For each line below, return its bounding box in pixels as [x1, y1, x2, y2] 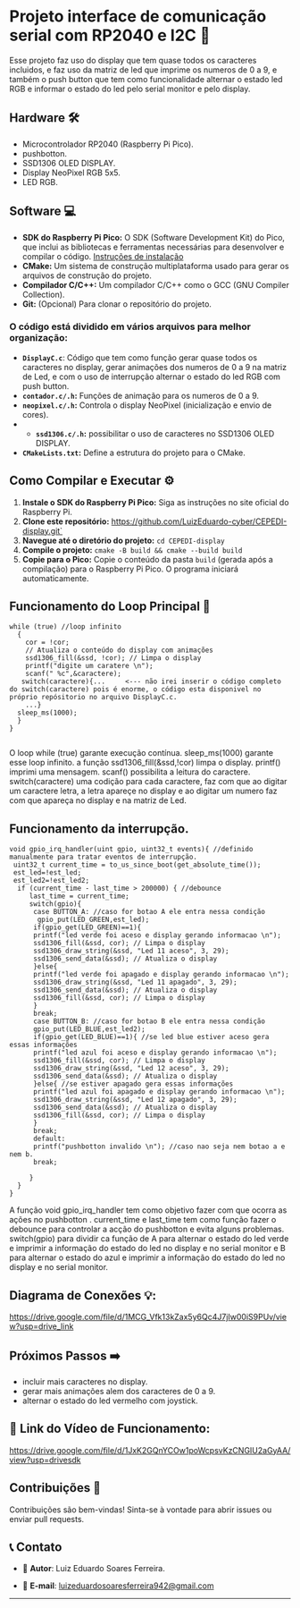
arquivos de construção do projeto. [21, 270, 152, 281]
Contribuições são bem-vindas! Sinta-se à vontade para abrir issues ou [9, 1504, 272, 1515]
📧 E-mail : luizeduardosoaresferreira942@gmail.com [21, 1580, 214, 1591]
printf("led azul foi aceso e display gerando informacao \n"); [32, 1048, 278, 1057]
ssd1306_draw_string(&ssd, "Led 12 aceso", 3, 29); [32, 1064, 229, 1073]
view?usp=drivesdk [9, 1454, 82, 1465]
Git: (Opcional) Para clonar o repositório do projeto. [21, 298, 212, 309]
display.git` [21, 525, 63, 536]
